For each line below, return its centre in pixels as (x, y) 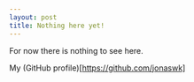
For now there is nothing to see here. (76, 50)
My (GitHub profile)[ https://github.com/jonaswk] (97, 68)
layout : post (33, 17)
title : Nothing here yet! (57, 26)
